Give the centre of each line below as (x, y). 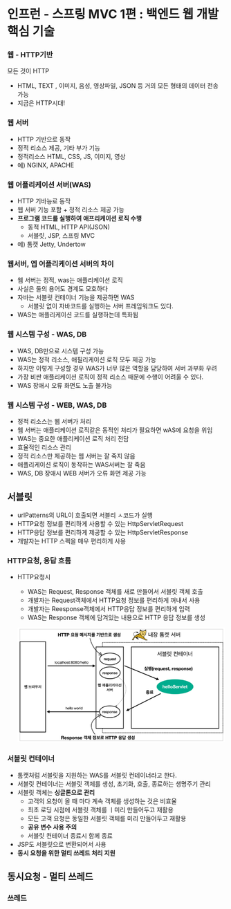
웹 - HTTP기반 (30, 55)
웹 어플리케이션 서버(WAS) (49, 185)
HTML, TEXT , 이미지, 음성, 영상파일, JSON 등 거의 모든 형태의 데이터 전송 (118, 86)
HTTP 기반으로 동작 (44, 139)
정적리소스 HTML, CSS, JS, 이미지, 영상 (71, 156)
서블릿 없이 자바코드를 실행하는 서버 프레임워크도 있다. (101, 306)
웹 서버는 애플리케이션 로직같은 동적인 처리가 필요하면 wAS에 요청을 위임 (115, 430)
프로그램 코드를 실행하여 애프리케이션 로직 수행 (79, 218)
